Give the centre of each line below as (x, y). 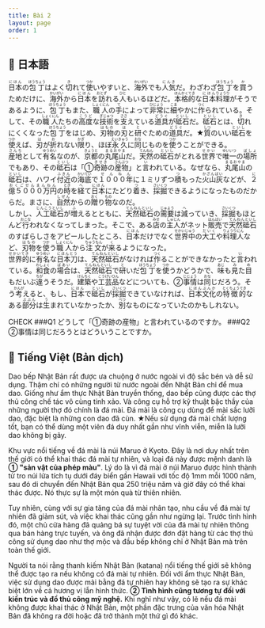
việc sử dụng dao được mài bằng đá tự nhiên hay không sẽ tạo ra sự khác (128, 582)
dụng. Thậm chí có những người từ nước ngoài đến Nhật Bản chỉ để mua (126, 384)
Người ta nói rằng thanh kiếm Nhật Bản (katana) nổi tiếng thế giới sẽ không (130, 565)
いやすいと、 (114, 87)
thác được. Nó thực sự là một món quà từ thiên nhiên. (95, 493)
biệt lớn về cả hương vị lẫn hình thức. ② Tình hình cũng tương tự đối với (127, 590)
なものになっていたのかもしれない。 (184, 305)
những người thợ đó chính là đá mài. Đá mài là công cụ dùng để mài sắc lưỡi (132, 410)
